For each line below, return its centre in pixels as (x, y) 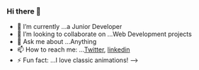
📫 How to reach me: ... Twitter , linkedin (73, 49)
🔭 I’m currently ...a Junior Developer (69, 27)
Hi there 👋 (24, 11)
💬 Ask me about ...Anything (57, 42)
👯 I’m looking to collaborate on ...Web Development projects (104, 34)
